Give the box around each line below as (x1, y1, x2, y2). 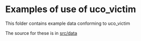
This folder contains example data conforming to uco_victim (5, 20, 130, 26)
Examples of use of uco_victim (5, 4, 136, 15)
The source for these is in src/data (5, 30, 78, 36)
